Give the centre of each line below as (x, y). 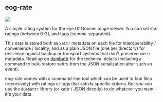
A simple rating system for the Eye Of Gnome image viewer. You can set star (81, 28)
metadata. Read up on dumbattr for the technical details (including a (73, 59)
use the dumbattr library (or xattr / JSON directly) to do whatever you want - (81, 89)
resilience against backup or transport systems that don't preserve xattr (78, 53)
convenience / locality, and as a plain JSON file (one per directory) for (75, 48)
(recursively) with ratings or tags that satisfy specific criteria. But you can (79, 83)
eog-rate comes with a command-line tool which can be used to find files (79, 78)
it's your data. (19, 94)
